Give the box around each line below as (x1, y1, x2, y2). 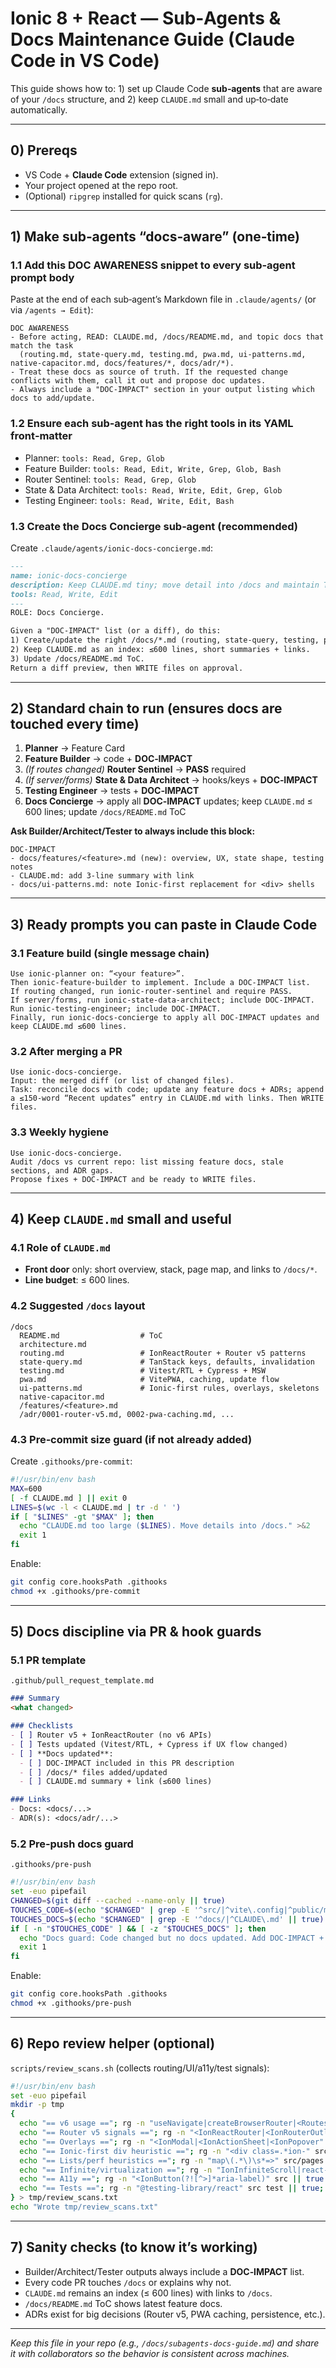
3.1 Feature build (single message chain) (10, 946, 210, 960)
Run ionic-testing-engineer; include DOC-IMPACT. (10, 1004, 222, 1014)
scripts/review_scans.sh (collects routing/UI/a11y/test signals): (10, 2062, 270, 2074)
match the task (10, 341, 74, 351)
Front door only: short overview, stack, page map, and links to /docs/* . (24, 1263, 318, 1276)
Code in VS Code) (10, 50, 160, 72)
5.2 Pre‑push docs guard (10, 1837, 134, 1851)
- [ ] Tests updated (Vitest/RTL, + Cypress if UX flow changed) (10, 1739, 288, 1749)
